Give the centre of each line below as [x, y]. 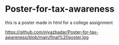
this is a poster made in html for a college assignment [59, 22]
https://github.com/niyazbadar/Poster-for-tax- [52, 32]
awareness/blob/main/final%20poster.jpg [47, 37]
